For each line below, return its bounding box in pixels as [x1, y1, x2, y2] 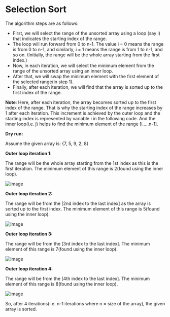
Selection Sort [5, 4, 67, 15]
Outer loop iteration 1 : [5, 150, 52, 156]
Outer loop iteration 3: [5, 231, 53, 237]
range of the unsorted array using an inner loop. [12, 67, 113, 74]
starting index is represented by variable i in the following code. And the [5, 115, 156, 121]
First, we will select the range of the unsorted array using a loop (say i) [12, 30, 161, 36]
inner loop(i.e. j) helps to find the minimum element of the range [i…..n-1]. [5, 121, 158, 127]
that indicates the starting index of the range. [12, 36, 108, 42]
